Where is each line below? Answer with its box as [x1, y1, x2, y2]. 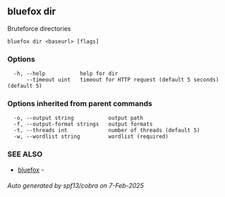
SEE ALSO [7, 149, 43, 159]
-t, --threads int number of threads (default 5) [13, 127, 200, 134]
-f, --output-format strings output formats [13, 121, 153, 128]
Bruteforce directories [7, 24, 71, 32]
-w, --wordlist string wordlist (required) [13, 133, 169, 140]
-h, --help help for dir [13, 70, 118, 77]
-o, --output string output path [13, 115, 143, 122]
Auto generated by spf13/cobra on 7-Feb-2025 [7, 182, 145, 190]
